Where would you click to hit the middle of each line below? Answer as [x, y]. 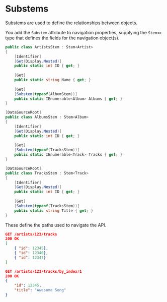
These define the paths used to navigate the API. [56, 225]
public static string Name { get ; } [53, 80]
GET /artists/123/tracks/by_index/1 [44, 271]
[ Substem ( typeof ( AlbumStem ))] [46, 94]
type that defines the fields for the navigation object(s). [62, 38]
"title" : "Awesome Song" [40, 290]
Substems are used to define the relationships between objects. [71, 23]
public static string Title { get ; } [54, 210]
